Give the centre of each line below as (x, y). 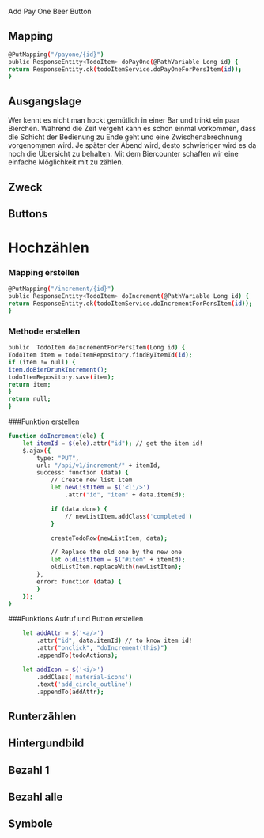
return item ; (30, 384)
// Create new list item (91, 480)
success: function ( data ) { (83, 473)
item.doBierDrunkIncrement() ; (58, 370)
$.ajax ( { (37, 451)
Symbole (30, 824)
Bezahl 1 (29, 770)
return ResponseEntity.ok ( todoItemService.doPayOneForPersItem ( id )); (125, 69)
